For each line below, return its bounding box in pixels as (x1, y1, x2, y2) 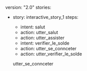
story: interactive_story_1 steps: (12, 14, 78, 20)
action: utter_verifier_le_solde (20, 51, 82, 57)
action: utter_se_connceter (20, 46, 77, 51)
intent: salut (20, 24, 46, 30)
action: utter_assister (20, 35, 65, 41)
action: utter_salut (20, 29, 58, 35)
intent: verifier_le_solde (20, 40, 70, 46)
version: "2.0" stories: (5, 5, 52, 10)
